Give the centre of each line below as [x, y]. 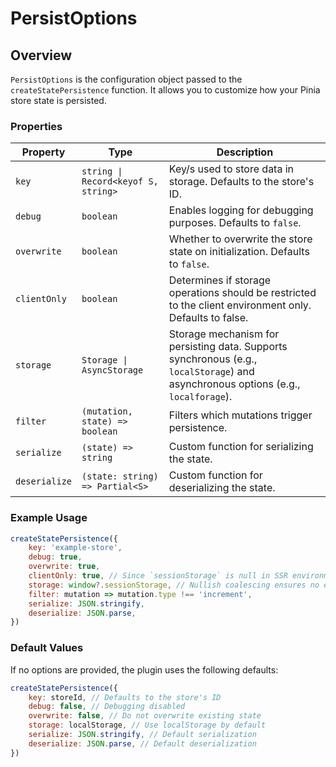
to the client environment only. [240, 305]
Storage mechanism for [224, 334]
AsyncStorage [112, 370]
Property [43, 152]
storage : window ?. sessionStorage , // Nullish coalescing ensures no [174, 585]
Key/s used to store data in [231, 169]
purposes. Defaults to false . [235, 223]
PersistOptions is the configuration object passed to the [126, 79]
